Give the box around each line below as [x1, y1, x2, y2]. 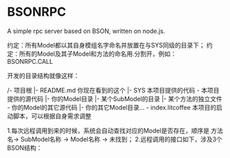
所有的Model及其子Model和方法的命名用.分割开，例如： [19, 49, 177, 58]
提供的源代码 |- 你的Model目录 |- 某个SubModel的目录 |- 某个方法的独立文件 [7, 94, 223, 103]
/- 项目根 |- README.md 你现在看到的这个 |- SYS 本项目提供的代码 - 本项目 [7, 86, 220, 94]
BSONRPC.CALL [7, 57, 54, 65]
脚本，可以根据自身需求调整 [12, 111, 91, 120]
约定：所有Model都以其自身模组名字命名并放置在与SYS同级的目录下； [7, 41, 205, 49]
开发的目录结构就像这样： [7, 71, 80, 80]
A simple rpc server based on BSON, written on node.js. [7, 27, 165, 35]
